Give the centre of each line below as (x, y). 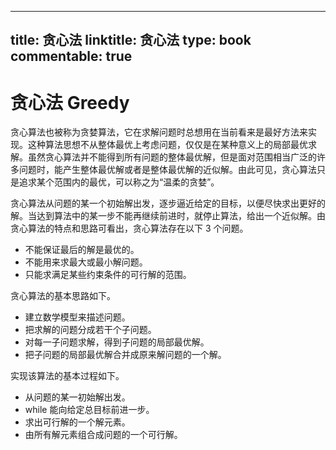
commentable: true (71, 56)
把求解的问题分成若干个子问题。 (90, 330)
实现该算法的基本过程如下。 (67, 376)
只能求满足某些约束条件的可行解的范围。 (108, 275)
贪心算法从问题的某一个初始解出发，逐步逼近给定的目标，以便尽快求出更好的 (168, 203)
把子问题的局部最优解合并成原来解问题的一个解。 (125, 355)
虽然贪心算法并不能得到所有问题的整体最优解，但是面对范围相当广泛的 (172, 157)
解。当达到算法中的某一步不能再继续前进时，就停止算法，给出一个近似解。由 (168, 216)
